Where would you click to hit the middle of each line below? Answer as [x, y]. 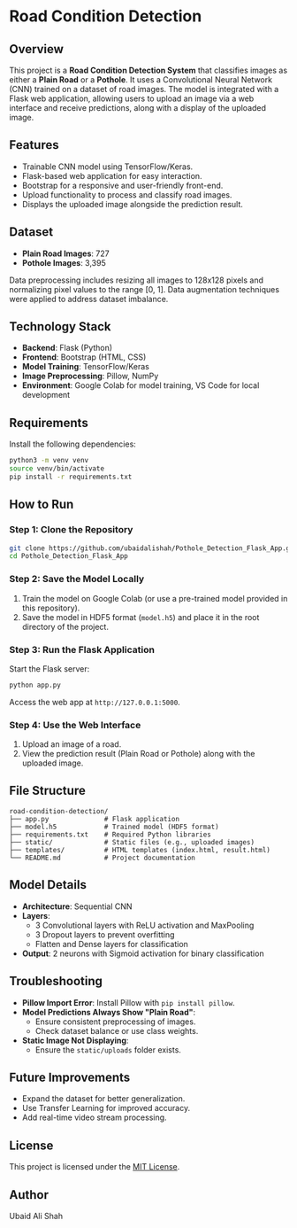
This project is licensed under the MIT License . [95, 1167]
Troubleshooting [56, 981]
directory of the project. [65, 626]
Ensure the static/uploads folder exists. [108, 1049]
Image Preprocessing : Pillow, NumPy [90, 376]
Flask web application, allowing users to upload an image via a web [132, 98]
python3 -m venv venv [49, 461]
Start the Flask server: [49, 668]
